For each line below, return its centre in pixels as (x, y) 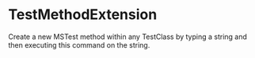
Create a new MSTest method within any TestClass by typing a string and (128, 37)
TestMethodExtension (83, 15)
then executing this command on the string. (79, 44)
